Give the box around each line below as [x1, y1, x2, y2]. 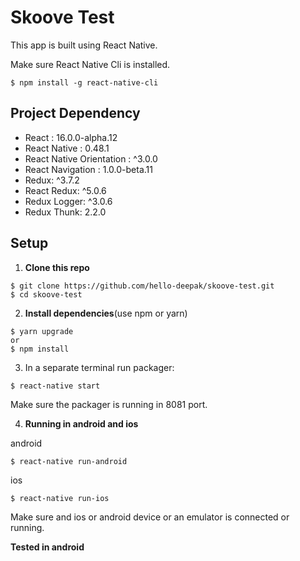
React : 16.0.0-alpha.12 [24, 131, 118, 143]
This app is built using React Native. [10, 39, 158, 51]
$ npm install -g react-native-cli [10, 77, 159, 88]
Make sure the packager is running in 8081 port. [10, 398, 208, 410]
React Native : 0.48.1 [24, 142, 110, 154]
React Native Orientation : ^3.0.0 [24, 152, 158, 165]
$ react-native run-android [10, 456, 128, 466]
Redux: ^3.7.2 [24, 174, 80, 186]
